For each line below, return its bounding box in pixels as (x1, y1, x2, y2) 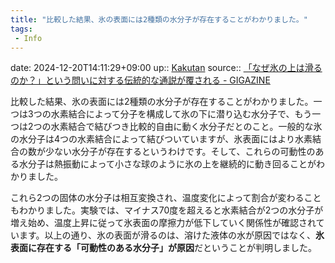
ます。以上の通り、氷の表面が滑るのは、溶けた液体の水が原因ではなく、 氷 (18, 229, 325, 241)
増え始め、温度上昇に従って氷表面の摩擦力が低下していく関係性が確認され (10, 217, 317, 229)
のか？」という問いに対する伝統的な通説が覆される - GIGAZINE (10, 74, 271, 86)
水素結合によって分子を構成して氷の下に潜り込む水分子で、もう (50, 108, 313, 120)
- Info (14, 33, 43, 43)
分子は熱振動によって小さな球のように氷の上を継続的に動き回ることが (27, 158, 317, 170)
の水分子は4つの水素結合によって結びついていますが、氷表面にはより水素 (10, 133, 313, 145)
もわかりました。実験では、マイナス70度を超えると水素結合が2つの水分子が (10, 204, 324, 216)
